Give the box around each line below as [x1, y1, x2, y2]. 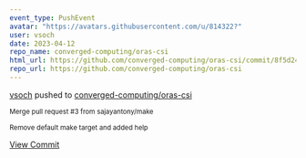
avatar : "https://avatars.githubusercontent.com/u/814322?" [9, 22, 243, 31]
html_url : [9, 56, 47, 65]
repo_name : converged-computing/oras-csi [9, 47, 169, 57]
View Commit [9, 139, 60, 150]
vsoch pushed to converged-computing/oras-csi [9, 89, 193, 100]
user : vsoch [9, 30, 55, 39]
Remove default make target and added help [9, 122, 148, 132]
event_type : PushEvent [9, 13, 96, 23]
